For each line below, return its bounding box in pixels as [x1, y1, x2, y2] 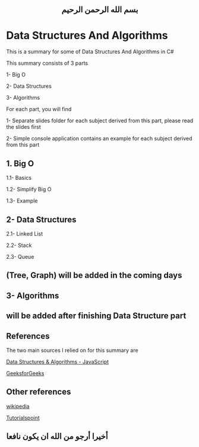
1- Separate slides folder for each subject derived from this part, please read [6, 117, 194, 124]
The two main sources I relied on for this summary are [6, 347, 138, 354]
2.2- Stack [6, 242, 32, 249]
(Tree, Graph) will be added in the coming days [6, 270, 182, 281]
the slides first [6, 123, 42, 131]
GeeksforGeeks [6, 369, 45, 376]
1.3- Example [6, 197, 38, 204]
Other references [6, 387, 71, 397]
